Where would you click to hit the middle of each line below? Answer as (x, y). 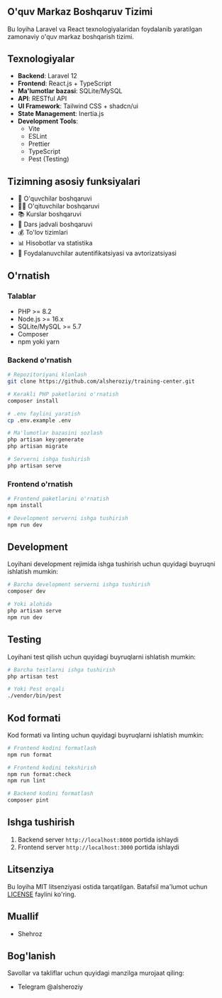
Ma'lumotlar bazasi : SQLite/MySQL (70, 91)
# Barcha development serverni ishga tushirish (79, 585)
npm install (25, 506)
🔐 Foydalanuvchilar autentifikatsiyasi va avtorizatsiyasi (97, 253)
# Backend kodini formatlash (50, 794)
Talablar (22, 296)
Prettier (39, 144)
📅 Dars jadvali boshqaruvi (55, 224)
